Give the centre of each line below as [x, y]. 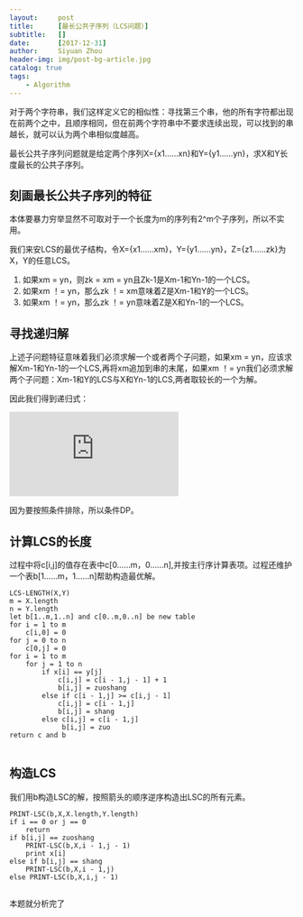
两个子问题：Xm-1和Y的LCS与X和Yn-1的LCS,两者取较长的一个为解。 [136, 380]
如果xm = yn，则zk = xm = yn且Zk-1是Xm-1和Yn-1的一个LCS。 [138, 280]
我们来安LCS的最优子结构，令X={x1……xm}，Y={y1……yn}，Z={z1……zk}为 [148, 250]
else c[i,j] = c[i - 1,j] [91, 720]
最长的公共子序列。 [52, 164]
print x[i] [46, 853]
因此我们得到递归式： [49, 399]
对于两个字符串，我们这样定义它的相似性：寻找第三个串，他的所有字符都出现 [151, 111]
